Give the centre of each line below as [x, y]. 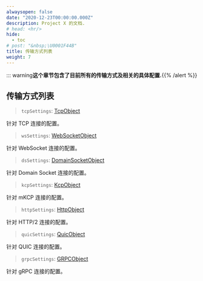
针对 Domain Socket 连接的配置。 [48, 173]
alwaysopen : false [29, 12]
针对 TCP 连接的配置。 [34, 124]
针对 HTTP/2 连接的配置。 [39, 222]
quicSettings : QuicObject [53, 234]
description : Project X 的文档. [46, 23]
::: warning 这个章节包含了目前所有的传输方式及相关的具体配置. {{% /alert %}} [102, 75]
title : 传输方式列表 [29, 52]
